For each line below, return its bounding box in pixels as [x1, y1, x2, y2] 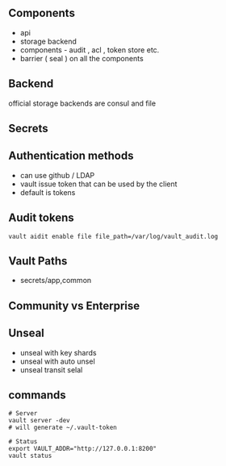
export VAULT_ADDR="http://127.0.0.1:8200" [8, 445, 157, 453]
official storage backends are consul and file [8, 98, 156, 108]
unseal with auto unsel [19, 356, 95, 366]
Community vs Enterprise [8, 298, 140, 313]
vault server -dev [8, 417, 70, 425]
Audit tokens [8, 211, 74, 225]
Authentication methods [8, 149, 134, 163]
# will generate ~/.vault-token [8, 423, 117, 432]
